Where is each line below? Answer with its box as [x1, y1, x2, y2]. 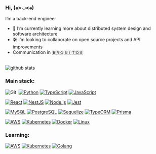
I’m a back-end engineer [5, 16, 57, 22]
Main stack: [5, 78, 35, 85]
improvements [12, 44, 43, 50]
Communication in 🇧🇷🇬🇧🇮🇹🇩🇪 [12, 49, 84, 55]
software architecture [12, 31, 58, 37]
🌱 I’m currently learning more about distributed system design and [12, 25, 151, 32]
